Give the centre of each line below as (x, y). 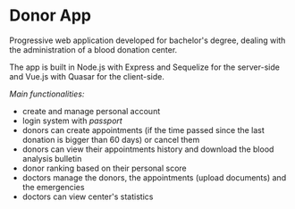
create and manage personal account (91, 111)
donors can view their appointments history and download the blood (148, 149)
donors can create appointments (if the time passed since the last (143, 130)
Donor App (51, 16)
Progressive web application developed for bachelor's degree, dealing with (147, 40)
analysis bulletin (52, 158)
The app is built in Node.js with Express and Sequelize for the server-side (144, 67)
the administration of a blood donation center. (93, 49)
